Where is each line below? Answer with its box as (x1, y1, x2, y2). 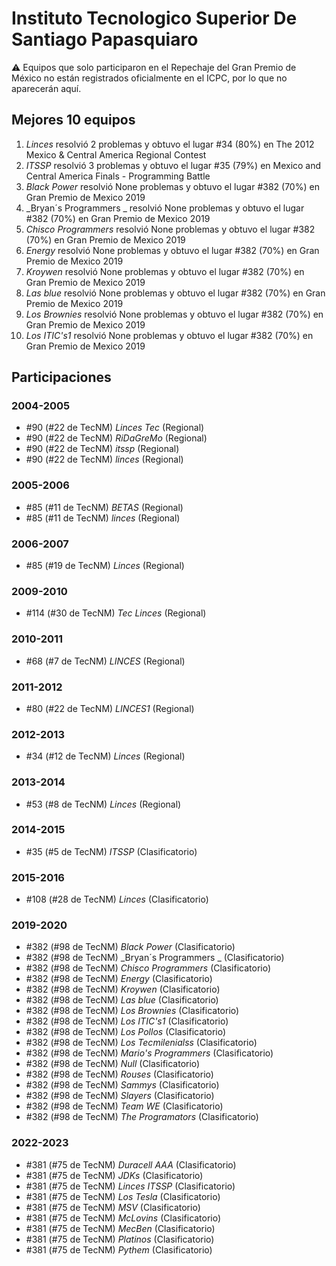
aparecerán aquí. (11, 82, 82, 94)
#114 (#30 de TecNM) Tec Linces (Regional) (25, 607, 207, 619)
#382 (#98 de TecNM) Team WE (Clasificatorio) (25, 1100, 224, 1112)
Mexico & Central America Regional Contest (25, 148, 207, 161)
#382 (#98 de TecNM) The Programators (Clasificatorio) (25, 1111, 259, 1123)
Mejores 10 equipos (11, 112, 136, 129)
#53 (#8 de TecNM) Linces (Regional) (25, 798, 182, 810)
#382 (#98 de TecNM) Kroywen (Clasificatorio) (25, 983, 221, 996)
